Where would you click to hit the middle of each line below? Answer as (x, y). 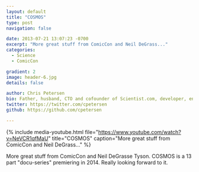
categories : (21, 50)
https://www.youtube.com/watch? (140, 132)
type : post (20, 23)
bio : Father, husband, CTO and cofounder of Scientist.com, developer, (96, 99)
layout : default (26, 12)
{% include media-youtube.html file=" (52, 132)
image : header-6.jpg (32, 77)
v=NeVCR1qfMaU (27, 138)
